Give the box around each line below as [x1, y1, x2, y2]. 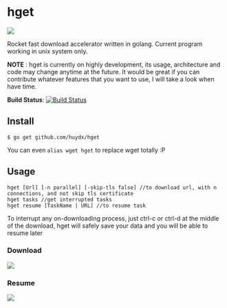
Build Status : [7, 96, 45, 104]
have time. [7, 82, 37, 90]
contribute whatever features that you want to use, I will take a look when [7, 75, 215, 83]
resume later [7, 228, 43, 237]
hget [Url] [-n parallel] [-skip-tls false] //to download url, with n [7, 184, 217, 191]
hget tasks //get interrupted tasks [7, 196, 112, 203]
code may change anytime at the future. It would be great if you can [7, 67, 200, 76]
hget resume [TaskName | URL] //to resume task [7, 202, 147, 209]
